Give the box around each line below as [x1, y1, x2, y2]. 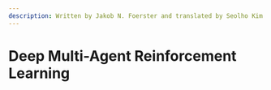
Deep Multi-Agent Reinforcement [8, 46, 237, 65]
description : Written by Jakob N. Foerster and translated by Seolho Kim [8, 11, 264, 20]
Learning [8, 64, 71, 82]
